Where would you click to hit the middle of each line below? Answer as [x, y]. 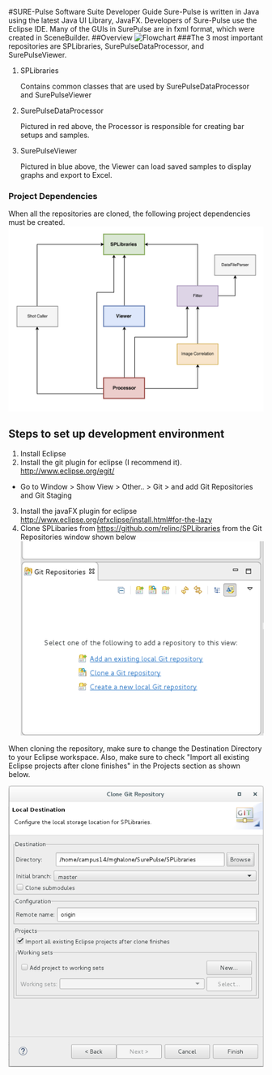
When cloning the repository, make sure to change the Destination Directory [135, 748]
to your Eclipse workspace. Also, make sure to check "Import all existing [129, 757]
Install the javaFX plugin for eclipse [79, 511]
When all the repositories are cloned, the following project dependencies [130, 214]
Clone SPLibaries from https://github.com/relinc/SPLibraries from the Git [141, 528]
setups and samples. [55, 135]
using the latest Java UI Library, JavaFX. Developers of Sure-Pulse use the [133, 20]
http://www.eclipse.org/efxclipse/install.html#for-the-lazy [116, 520]
